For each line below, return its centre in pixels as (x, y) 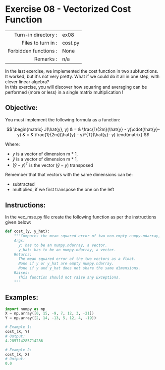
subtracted (23, 184)
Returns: (23, 254)
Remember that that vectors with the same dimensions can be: (69, 175)
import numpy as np (25, 309)
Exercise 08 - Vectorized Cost (68, 9)
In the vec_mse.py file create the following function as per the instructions (81, 217)
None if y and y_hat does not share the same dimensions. (79, 268)
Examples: (22, 297)
